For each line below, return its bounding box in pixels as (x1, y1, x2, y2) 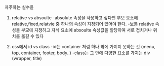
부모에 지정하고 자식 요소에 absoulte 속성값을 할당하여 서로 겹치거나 (21, 27, 152, 33)
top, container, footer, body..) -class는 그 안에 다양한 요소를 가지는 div (11, 50, 150, 56)
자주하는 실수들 (4, 4, 34, 10)
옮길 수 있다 (21, 33, 44, 39)
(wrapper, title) (11, 56, 42, 61)
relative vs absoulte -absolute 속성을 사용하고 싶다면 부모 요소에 (11, 15, 138, 21)
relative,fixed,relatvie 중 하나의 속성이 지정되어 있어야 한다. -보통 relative (11, 21, 154, 27)
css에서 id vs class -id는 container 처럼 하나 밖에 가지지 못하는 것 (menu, (11, 44, 156, 49)
